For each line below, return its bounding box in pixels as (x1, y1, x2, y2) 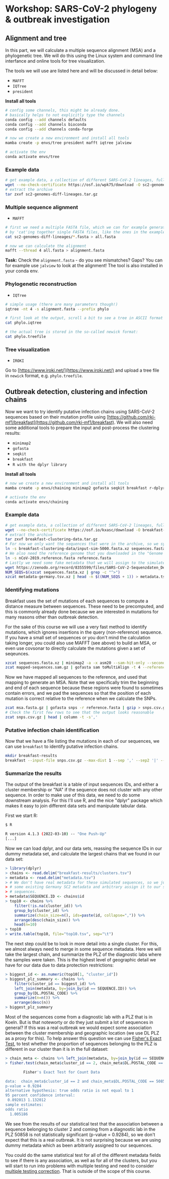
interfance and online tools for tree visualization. (5, 58, 106, 64)
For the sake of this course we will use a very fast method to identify (5, 624, 147, 630)
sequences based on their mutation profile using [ (5, 414, 109, 420)
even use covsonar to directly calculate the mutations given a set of (5, 645, 146, 651)
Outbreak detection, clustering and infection (5, 387, 147, 396)
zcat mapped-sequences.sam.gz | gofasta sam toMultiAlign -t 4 (5, 665, 141, 670)
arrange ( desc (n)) (14, 1000, 51, 1005)
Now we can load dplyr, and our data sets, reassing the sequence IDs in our (5, 845, 162, 851)
